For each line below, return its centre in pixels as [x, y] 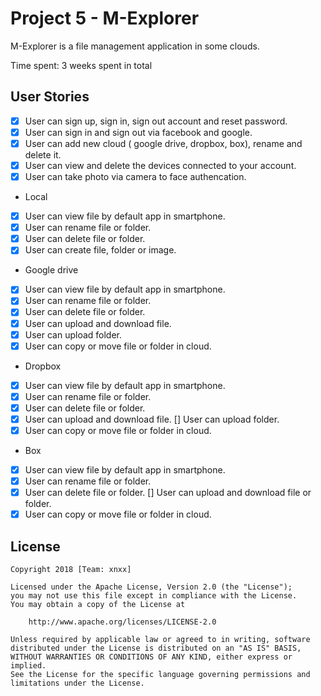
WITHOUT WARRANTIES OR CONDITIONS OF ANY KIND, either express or [151, 657]
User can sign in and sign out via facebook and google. [138, 132]
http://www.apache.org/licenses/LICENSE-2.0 [122, 622]
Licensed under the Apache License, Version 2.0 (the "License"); [151, 587]
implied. [28, 666]
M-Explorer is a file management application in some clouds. [135, 46]
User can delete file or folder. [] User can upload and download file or [168, 493]
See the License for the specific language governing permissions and [160, 675]
